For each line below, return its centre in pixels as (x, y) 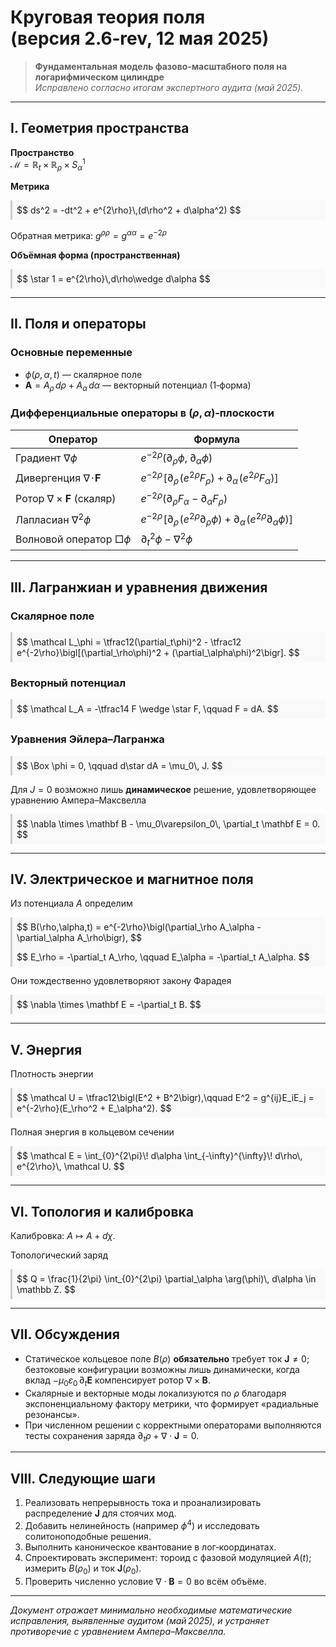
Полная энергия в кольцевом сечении (92, 1132)
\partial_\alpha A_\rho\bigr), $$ (79, 938)
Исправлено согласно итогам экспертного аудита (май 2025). (169, 87)
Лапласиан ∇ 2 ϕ (53, 519)
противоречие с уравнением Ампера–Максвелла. (118, 1631)
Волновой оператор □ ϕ (73, 539)
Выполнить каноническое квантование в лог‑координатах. (150, 1547)
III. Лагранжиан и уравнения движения (139, 587)
